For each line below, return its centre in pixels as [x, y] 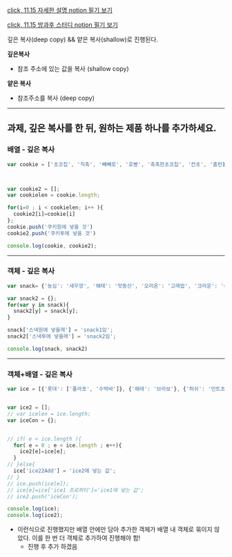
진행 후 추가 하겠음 [52, 547]
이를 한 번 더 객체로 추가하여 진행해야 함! [86, 538]
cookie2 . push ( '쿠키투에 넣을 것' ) [52, 233]
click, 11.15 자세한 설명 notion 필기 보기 [60, 10]
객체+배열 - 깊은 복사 [40, 374]
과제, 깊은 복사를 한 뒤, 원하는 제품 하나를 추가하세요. [112, 129]
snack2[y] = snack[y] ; [46, 311]
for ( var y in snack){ [38, 305]
